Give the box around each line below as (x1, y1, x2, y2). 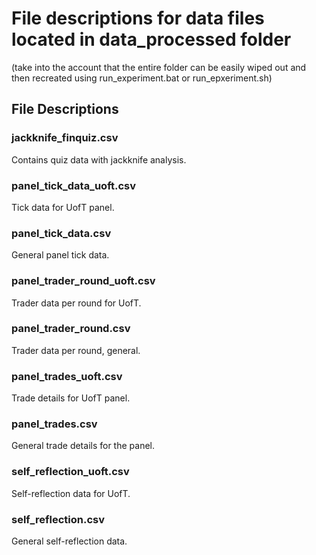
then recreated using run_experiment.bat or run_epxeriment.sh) (11, 72, 273, 84)
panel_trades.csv (11, 417, 98, 431)
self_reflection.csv (11, 512, 105, 526)
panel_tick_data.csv (11, 226, 112, 240)
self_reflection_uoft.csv (11, 465, 130, 479)
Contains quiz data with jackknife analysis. (11, 153, 187, 166)
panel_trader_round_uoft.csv (11, 274, 156, 288)
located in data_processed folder (11, 28, 292, 51)
